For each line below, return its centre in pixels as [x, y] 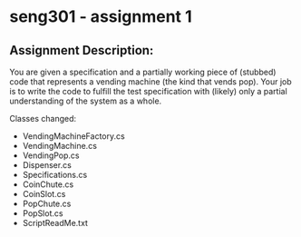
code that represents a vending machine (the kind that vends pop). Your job [150, 82]
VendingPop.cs [51, 155]
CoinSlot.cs [44, 194]
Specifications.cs [55, 175]
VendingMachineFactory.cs [73, 136]
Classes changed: [43, 118]
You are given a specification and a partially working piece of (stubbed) [143, 72]
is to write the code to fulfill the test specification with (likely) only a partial [148, 91]
